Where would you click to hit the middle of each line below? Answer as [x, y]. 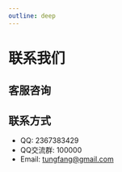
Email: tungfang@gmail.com [67, 159]
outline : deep [32, 16]
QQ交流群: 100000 [51, 150]
